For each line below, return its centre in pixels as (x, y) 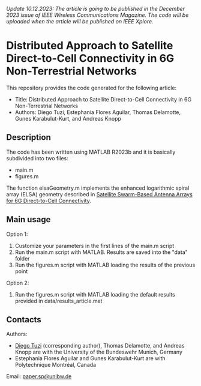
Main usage (28, 219)
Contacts (24, 320)
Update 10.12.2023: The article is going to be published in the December (95, 9)
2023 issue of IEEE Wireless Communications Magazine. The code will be (97, 15)
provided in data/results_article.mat (58, 301)
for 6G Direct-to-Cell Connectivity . (49, 201)
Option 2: (18, 283)
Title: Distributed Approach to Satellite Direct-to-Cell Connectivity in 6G (103, 99)
